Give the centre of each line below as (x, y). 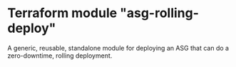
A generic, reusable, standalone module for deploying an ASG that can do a (118, 48)
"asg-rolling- (160, 13)
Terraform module (62, 13)
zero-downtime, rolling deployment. (60, 56)
